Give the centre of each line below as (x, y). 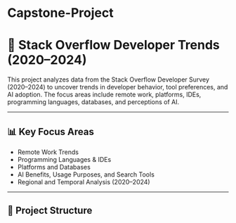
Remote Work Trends (48, 152)
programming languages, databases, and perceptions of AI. (93, 102)
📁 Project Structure (50, 211)
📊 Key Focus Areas (51, 132)
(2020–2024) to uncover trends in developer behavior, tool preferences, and (118, 87)
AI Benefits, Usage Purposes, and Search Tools (86, 174)
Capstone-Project (60, 13)
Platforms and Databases (54, 167)
